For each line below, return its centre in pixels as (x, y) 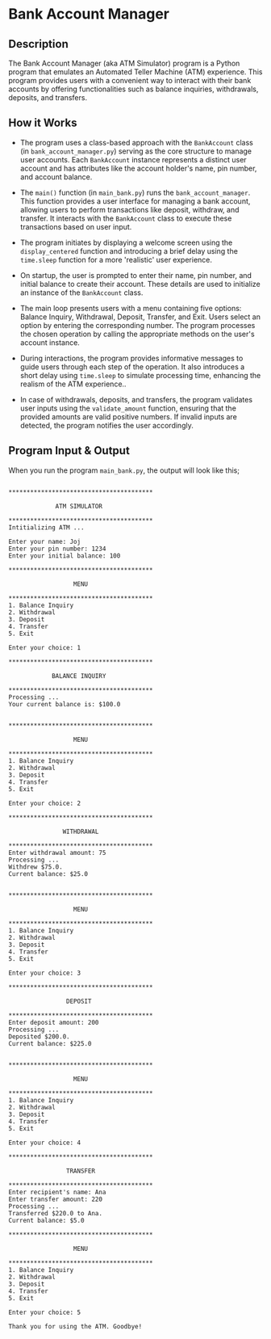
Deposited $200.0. (39, 1036)
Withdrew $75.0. (35, 867)
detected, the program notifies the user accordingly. (106, 425)
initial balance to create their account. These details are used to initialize (140, 284)
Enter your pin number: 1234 (57, 549)
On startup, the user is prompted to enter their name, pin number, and (136, 275)
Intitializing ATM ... (46, 527)
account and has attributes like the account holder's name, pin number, (138, 168)
